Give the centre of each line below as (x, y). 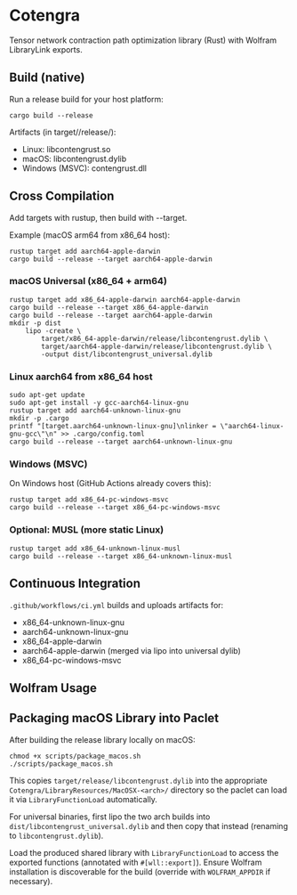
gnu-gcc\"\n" (33, 434)
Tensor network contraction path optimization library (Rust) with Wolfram (143, 40)
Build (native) (47, 78)
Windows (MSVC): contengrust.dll (84, 168)
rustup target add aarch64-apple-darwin (85, 251)
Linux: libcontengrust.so (66, 149)
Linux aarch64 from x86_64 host (81, 377)
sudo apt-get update (48, 395)
